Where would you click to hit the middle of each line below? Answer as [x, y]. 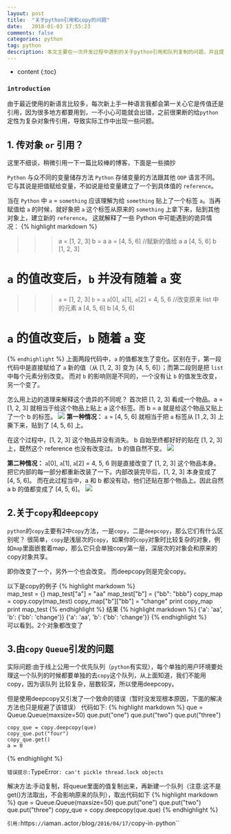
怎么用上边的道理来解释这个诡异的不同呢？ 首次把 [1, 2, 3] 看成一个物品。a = [115, 399]
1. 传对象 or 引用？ [45, 145]
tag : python [24, 46]
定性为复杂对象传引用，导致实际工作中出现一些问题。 [82, 121]
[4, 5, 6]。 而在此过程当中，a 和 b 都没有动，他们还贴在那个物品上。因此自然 [115, 480]
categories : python [35, 39]
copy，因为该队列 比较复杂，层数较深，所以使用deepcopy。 [92, 684]
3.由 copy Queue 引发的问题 [60, 649]
